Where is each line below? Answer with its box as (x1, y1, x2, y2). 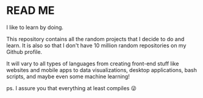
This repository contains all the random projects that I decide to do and (6, 35, 185, 42)
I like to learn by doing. (6, 24, 64, 31)
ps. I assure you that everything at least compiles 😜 (6, 84, 137, 91)
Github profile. (6, 48, 43, 55)
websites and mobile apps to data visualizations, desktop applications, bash (6, 66, 197, 73)
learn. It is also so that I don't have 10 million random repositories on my (6, 42, 187, 49)
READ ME (6, 4, 55, 18)
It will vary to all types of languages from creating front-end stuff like (6, 60, 179, 67)
